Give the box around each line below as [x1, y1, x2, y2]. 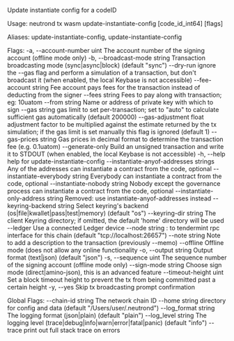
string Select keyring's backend [58, 202, 149, 209]
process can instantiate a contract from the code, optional [7, 187, 174, 195]
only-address [7, 194, 45, 203]
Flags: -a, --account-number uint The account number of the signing [7, 47, 205, 54]
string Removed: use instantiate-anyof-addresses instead [46, 194, 212, 203]
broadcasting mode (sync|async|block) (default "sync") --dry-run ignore [7, 61, 217, 69]
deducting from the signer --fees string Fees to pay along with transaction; [7, 90, 222, 99]
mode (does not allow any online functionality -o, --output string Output [7, 246, 214, 254]
